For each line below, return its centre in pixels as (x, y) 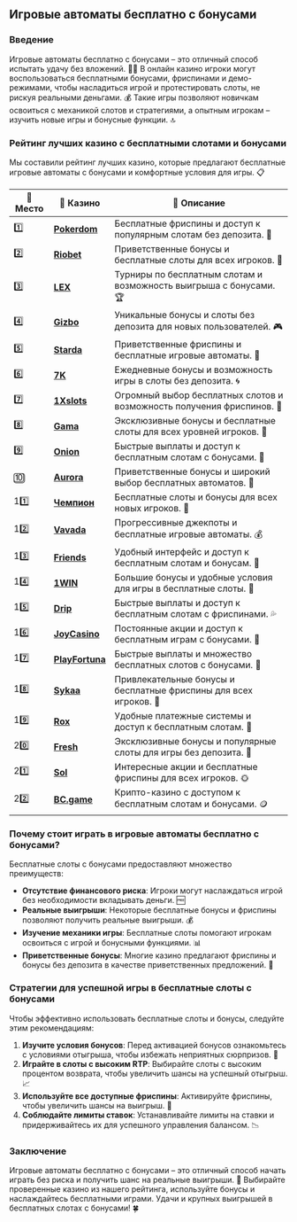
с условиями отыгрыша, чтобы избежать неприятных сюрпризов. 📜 (150, 1055)
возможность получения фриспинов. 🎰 (198, 406)
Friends (70, 557)
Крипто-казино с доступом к (178, 792)
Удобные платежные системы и (183, 715)
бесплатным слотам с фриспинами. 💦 (195, 613)
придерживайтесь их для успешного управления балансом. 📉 (141, 1125)
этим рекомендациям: (52, 1028)
